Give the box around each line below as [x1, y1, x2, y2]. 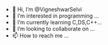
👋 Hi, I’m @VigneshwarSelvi [12, 6, 82, 13]
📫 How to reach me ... [12, 32, 69, 39]
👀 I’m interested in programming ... [12, 12, 99, 19]
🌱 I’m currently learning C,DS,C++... [12, 19, 103, 26]
